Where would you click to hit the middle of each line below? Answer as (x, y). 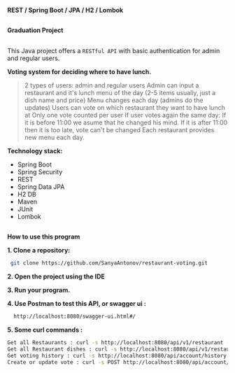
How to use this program (44, 237)
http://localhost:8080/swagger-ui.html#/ (75, 317)
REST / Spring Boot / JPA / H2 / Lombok (65, 10)
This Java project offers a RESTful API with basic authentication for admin (114, 50)
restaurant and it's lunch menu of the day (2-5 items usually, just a (120, 92)
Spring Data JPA (41, 186)
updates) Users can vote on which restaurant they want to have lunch (124, 107)
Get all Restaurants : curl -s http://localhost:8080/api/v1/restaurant (115, 342)
